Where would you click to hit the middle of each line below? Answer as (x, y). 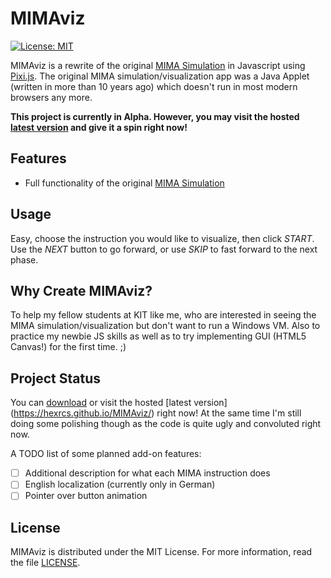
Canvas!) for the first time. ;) (68, 347)
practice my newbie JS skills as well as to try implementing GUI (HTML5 (158, 336)
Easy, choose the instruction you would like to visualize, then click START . (162, 238)
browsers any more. (51, 97)
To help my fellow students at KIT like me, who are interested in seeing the (163, 315)
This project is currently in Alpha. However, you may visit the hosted (155, 116)
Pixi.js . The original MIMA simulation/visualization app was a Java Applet (160, 76)
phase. (24, 259)
